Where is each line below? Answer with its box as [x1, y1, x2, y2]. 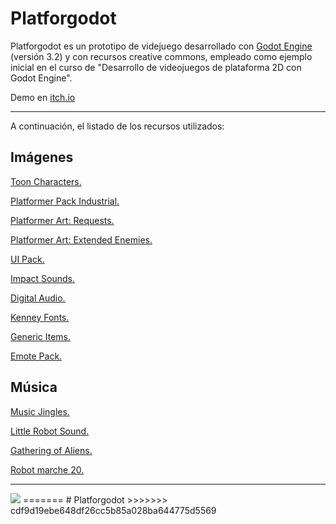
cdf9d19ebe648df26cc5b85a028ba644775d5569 [10, 504, 217, 516]
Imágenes [10, 149, 74, 166]
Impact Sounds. [10, 272, 76, 284]
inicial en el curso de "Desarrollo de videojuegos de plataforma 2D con [10, 61, 302, 73]
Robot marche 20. [10, 463, 85, 476]
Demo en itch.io [10, 91, 76, 103]
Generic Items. [10, 330, 72, 342]
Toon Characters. [10, 175, 82, 187]
